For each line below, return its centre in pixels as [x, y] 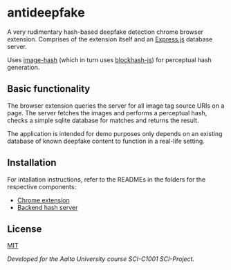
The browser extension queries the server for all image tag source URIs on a [116, 106]
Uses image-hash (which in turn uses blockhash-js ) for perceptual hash [110, 59]
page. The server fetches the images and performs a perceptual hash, [107, 113]
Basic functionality [49, 89]
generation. [24, 67]
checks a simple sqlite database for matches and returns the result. [103, 120]
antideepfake [46, 13]
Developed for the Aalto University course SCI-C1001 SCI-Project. [101, 259]
